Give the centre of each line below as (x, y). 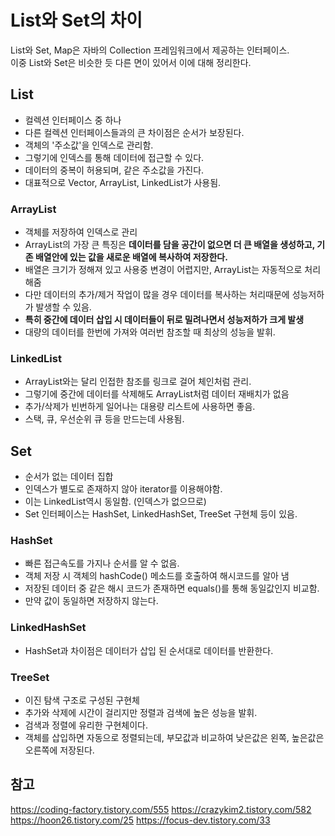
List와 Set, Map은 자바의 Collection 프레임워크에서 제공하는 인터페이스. (150, 50)
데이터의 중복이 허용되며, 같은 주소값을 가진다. (114, 170)
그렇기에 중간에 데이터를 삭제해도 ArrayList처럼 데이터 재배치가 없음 (157, 394)
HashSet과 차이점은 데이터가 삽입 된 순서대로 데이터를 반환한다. (149, 650)
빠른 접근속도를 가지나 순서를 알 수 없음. (102, 563)
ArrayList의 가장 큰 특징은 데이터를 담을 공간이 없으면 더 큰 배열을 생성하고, (169, 245)
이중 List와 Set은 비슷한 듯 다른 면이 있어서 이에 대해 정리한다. (131, 62)
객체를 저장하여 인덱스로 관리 (81, 232)
